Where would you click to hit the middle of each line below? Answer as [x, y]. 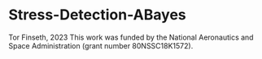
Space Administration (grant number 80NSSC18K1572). [101, 45]
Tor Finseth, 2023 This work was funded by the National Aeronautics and [131, 37]
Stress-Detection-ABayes [98, 15]
